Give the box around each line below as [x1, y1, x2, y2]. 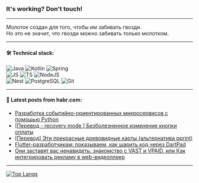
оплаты [14, 128, 34, 135]
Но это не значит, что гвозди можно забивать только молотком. [6, 30, 169, 37]
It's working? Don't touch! [6, 5, 83, 13]
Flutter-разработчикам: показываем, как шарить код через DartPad [14, 140, 187, 148]
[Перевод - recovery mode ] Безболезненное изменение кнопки [14, 122, 177, 129]
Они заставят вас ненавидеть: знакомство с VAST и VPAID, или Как [14, 147, 186, 154]
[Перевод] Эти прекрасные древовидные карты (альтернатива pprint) [14, 135, 193, 142]
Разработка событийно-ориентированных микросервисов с [14, 109, 168, 116]
